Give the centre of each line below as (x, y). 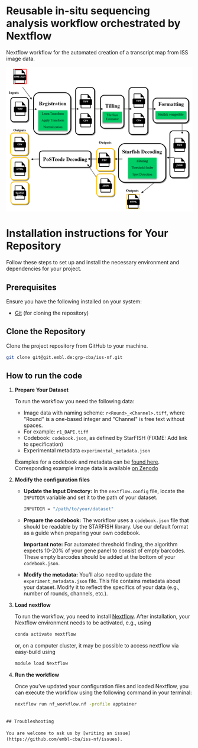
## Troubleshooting (30, 721)
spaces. (33, 425)
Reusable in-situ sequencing (78, 11)
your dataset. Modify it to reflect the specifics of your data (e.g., (102, 587)
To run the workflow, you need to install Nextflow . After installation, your (102, 617)
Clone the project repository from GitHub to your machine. (77, 346)
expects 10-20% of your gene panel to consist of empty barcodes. (105, 551)
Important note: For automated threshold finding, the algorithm (100, 545)
